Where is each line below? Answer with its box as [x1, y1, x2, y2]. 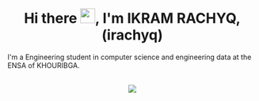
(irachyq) [101, 26, 163, 44]
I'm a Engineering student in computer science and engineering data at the [7, 52, 252, 62]
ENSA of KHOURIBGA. [7, 60, 80, 70]
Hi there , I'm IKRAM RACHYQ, [24, 9, 241, 28]
